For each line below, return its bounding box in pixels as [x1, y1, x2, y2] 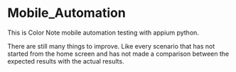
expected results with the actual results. [7, 56, 124, 65]
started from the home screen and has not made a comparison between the [7, 49, 230, 58]
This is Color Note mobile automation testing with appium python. [7, 28, 199, 37]
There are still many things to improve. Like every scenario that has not [7, 42, 215, 50]
